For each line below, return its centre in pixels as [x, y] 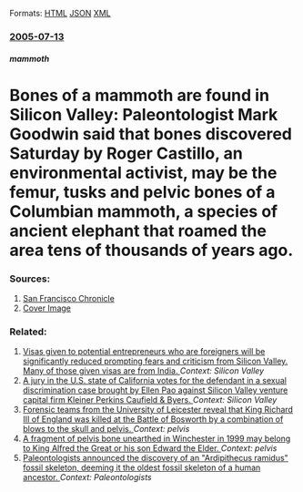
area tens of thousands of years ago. [151, 250]
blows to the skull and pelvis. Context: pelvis [106, 429]
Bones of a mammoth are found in [140, 95]
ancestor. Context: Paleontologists [87, 477]
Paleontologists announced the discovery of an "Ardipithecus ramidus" [155, 458]
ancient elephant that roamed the [138, 231]
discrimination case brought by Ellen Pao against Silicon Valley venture [155, 390]
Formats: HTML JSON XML [60, 13]
